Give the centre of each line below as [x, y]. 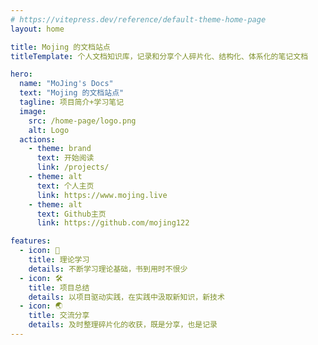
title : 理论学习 [59, 260]
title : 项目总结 [59, 287]
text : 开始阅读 [65, 158]
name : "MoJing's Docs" [66, 84]
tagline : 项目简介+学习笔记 [72, 102]
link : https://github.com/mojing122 [113, 223]
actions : [37, 139]
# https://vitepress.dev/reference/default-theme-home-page [138, 19]
